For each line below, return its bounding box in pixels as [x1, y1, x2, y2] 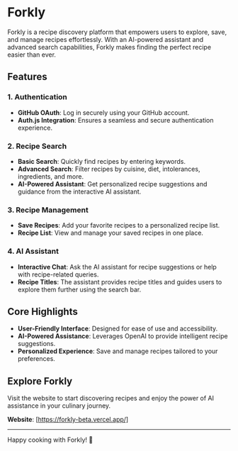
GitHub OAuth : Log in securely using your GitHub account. [17, 108, 190, 117]
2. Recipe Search [7, 141, 67, 151]
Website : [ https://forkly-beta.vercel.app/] [7, 416, 129, 424]
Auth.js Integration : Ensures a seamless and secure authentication [17, 116, 214, 124]
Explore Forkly [7, 375, 73, 387]
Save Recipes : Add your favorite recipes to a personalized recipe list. [17, 221, 220, 230]
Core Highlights [7, 306, 78, 318]
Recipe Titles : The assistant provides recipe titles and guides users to [17, 277, 222, 286]
